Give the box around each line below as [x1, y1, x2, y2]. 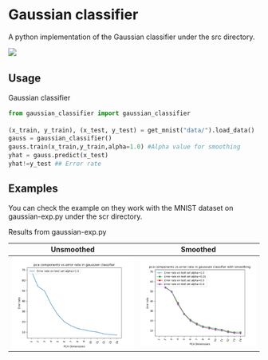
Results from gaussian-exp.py [8, 227, 107, 236]
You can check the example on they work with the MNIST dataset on [8, 203, 234, 212]
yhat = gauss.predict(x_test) [8, 152, 109, 160]
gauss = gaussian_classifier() [8, 134, 112, 143]
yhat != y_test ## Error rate [8, 160, 102, 168]
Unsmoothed [50, 245, 96, 255]
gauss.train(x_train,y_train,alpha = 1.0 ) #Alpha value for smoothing [8, 143, 241, 151]
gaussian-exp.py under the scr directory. [8, 212, 143, 221]
